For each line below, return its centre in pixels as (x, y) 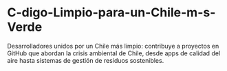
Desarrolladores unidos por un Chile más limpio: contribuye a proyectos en (113, 46)
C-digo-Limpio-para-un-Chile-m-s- (111, 13)
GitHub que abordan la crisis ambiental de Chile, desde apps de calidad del (114, 53)
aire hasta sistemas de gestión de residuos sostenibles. (86, 60)
